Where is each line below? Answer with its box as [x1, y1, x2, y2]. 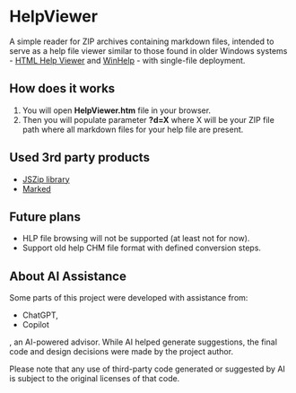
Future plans [9, 209, 81, 224]
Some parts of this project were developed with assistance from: [9, 293, 248, 303]
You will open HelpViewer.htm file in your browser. [22, 105, 212, 116]
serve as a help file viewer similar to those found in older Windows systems [9, 45, 288, 56]
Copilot [22, 319, 49, 330]
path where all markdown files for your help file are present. [22, 124, 244, 135]
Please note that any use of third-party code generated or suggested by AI [9, 363, 285, 374]
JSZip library [22, 173, 70, 185]
